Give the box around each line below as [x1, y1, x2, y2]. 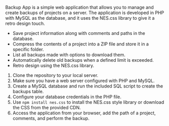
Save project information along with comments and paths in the [12, 30, 146, 36]
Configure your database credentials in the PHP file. [12, 94, 122, 100]
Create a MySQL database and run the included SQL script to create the [12, 83, 163, 89]
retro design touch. [5, 20, 45, 26]
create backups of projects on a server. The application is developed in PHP [5, 10, 164, 16]
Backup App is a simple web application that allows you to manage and [5, 5, 154, 10]
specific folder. [12, 47, 44, 52]
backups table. [12, 89, 44, 94]
